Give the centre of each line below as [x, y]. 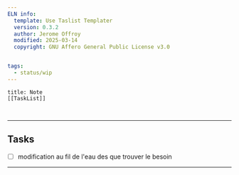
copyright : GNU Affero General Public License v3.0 [92, 47]
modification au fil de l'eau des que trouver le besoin [95, 157]
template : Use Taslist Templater [63, 21]
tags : [15, 66]
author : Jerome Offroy [47, 34]
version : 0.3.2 [36, 27]
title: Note [25, 92]
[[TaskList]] [27, 98]
